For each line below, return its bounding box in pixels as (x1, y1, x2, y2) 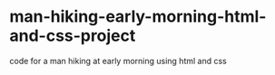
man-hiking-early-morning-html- (9, 6, 267, 27)
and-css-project (9, 25, 136, 46)
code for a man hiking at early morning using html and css (9, 55, 227, 66)
